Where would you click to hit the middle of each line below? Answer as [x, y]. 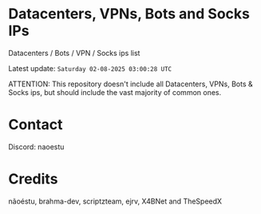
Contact [36, 125]
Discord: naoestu [36, 147]
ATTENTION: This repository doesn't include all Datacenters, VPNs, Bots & [130, 84]
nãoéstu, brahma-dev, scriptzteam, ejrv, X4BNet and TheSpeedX [115, 201]
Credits [33, 179]
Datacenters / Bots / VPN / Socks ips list [74, 53]
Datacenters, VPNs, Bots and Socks [129, 14]
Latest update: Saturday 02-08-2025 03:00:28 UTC [90, 68]
